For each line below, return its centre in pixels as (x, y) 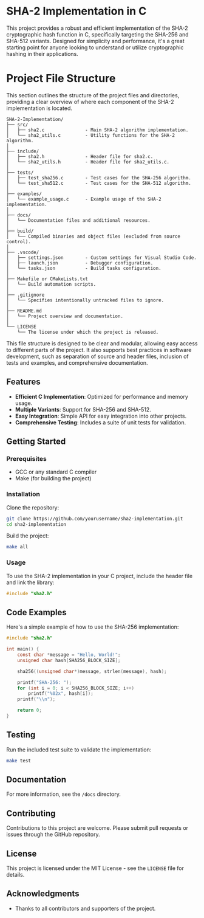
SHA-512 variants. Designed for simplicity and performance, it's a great (95, 41)
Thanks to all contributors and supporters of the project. (85, 908)
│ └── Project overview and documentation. (65, 316)
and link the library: (30, 582)
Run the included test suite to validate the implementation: (79, 750)
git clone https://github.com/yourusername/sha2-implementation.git (95, 519)
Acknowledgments (43, 894)
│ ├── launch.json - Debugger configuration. (80, 263)
